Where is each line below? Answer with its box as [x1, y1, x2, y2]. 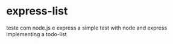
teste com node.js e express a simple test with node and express [6, 24, 168, 31]
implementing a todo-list [6, 30, 68, 37]
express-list [6, 4, 68, 18]
